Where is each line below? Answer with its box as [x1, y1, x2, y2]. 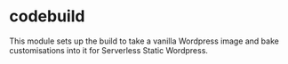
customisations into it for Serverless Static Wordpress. [9, 44, 209, 55]
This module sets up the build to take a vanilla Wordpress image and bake [9, 36, 280, 46]
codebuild [9, 6, 85, 27]
